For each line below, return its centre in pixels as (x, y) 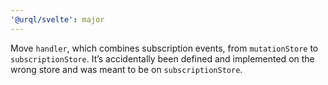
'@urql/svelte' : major (57, 19)
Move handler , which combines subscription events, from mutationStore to (164, 48)
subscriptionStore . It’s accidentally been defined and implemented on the (162, 58)
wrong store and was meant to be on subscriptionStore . (126, 69)
